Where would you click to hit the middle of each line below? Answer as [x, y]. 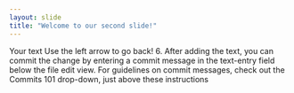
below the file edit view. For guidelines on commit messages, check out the [147, 70]
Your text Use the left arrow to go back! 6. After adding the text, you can [142, 50]
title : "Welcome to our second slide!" [83, 26]
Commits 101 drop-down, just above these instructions [109, 79]
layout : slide [36, 17]
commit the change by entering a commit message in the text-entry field [142, 60]
